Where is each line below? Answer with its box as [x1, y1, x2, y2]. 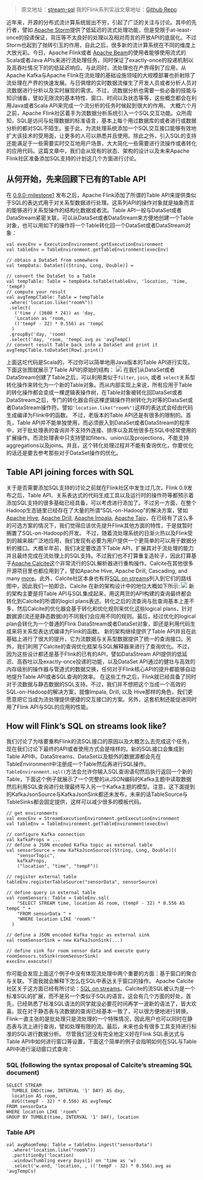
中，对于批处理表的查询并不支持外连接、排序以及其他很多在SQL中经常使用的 [6, 426, 197, 434]
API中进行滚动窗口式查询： [6, 1046, 74, 1053]
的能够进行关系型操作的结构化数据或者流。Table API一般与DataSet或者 [6, 206, 182, 214]
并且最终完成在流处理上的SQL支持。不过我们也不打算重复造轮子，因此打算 [6, 552, 192, 559]
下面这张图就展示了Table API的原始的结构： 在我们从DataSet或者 [6, 366, 175, 373]
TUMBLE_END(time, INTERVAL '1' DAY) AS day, [11, 1087, 126, 1094]
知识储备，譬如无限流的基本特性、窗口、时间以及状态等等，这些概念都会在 [6, 94, 192, 102]
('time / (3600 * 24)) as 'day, [14, 310, 96, 316]
